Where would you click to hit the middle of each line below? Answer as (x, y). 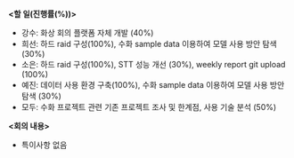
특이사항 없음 (44, 145)
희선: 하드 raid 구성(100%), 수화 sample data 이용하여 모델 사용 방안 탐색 (149, 44)
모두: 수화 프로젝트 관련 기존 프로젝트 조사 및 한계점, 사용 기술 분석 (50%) (149, 107)
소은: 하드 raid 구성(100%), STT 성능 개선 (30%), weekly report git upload (153, 64)
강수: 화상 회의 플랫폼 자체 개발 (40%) (87, 33)
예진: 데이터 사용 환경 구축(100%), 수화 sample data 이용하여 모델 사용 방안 (153, 85)
